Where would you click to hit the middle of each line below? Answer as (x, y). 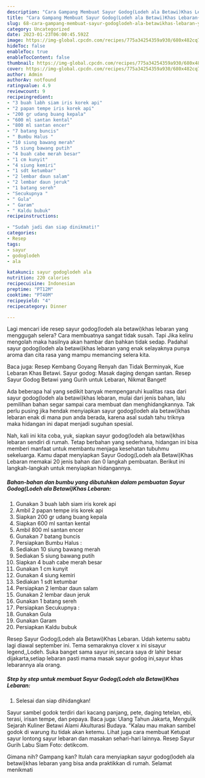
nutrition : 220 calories (38, 278)
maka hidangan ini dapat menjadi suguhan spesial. (70, 424)
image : (15, 40)
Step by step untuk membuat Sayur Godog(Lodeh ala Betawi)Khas (93, 679)
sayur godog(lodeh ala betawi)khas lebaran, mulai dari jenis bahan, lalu (96, 398)
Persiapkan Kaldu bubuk (46, 627)
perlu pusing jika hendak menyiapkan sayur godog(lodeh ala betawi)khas (99, 411)
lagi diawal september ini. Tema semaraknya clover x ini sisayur (87, 646)
